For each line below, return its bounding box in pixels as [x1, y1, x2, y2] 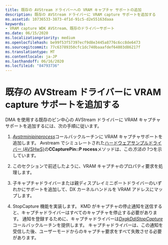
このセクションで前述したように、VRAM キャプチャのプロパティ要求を [12, 163, 159, 169]
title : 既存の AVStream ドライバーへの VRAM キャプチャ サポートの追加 [5, 7, 142, 13]
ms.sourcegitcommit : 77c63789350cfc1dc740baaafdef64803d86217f [5, 45, 141, 50]
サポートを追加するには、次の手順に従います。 [5, 123, 102, 129]
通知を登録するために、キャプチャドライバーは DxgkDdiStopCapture [22, 216, 163, 222]
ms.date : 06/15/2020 [5, 31, 49, 36]
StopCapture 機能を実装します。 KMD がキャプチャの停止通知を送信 [12, 203, 154, 209]
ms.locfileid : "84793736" [5, 63, 59, 68]
